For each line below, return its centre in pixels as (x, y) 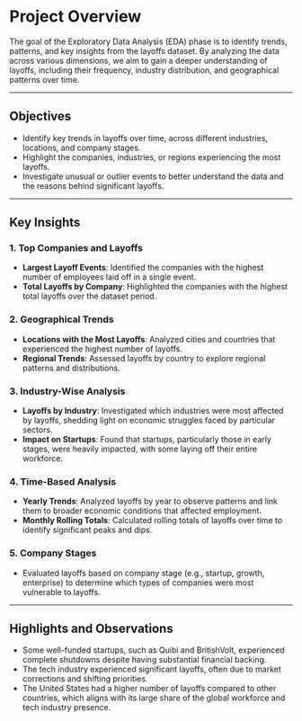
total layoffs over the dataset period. (89, 296)
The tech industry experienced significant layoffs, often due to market (151, 669)
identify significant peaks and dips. (87, 530)
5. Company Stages (53, 553)
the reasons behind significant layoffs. (93, 185)
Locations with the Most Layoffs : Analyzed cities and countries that (149, 339)
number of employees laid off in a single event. (109, 277)
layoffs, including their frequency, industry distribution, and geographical (144, 70)
